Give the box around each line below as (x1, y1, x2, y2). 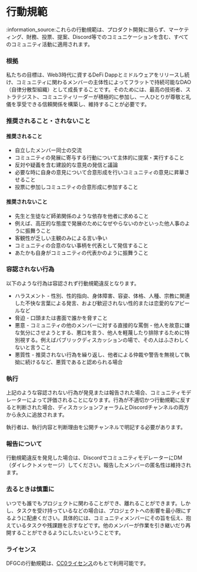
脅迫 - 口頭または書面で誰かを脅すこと (14, 314, 108, 321)
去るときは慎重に (6, 485, 55, 493)
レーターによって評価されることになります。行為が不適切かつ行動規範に (6, 397, 181, 404)
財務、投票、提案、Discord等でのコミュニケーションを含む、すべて (26, 33, 189, 40)
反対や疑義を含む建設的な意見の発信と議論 (14, 161, 118, 168)
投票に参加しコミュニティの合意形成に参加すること (14, 184, 138, 191)
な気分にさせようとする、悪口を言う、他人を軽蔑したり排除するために (14, 329, 185, 336)
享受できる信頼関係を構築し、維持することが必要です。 (16, 101, 150, 108)
